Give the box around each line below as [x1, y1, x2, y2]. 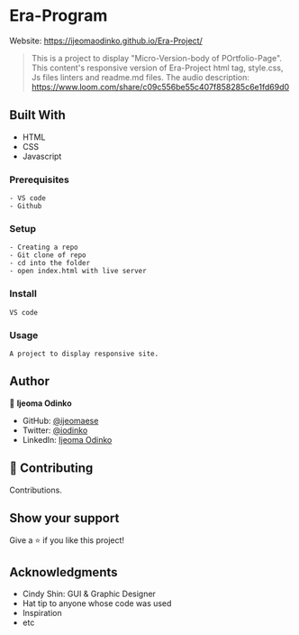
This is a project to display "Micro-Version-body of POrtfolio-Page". [31, 52, 282, 63]
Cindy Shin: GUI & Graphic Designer [22, 588, 156, 600]
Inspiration [22, 608, 62, 619]
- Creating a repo [9, 243, 78, 253]
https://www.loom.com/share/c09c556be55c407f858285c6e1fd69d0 [31, 81, 290, 92]
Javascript [22, 151, 62, 161]
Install [9, 288, 38, 300]
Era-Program [9, 5, 108, 26]
